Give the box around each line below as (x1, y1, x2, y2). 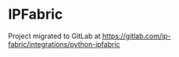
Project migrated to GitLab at (8, 31, 101, 41)
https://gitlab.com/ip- (102, 31, 171, 41)
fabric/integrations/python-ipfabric (8, 39, 120, 48)
